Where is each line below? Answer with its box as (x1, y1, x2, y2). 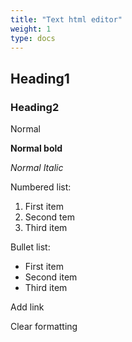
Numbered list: (10, 181, 72, 193)
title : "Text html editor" (10, 14, 123, 25)
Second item (24, 271, 78, 283)
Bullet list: (10, 241, 51, 253)
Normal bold (10, 142, 63, 155)
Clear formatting (10, 321, 78, 333)
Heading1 (10, 70, 70, 87)
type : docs (10, 33, 56, 43)
